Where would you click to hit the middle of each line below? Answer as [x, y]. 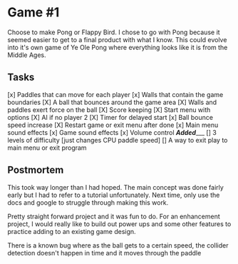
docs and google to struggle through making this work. [88, 202]
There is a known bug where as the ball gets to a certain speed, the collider [118, 245]
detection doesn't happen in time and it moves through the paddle [104, 253]
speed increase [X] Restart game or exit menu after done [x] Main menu [113, 125]
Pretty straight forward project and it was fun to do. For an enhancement [114, 216]
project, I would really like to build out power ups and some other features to [119, 224]
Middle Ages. [27, 55]
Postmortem [36, 170]
